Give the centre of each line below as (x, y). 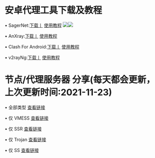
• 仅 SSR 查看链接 (23, 129)
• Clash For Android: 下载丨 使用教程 (42, 46)
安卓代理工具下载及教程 (54, 10)
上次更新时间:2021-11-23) (58, 93)
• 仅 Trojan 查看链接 (25, 139)
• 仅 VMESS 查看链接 (27, 118)
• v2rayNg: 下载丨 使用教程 (32, 57)
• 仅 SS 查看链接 (22, 150)
